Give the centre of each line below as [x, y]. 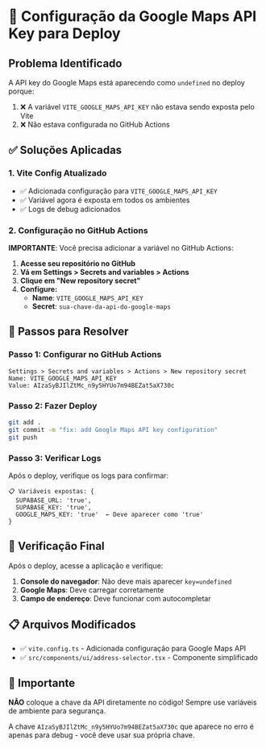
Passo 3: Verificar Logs [55, 458]
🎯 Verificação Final [56, 546]
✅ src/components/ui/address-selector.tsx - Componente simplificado [139, 657]
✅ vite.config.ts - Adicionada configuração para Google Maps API [133, 648]
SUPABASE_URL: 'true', [54, 500]
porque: [21, 91]
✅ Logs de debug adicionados [70, 209]
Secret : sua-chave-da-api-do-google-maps [102, 306]
